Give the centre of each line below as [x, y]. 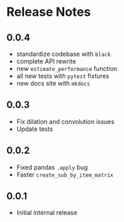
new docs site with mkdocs [53, 83]
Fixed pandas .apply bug [52, 167]
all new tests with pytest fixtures [63, 76]
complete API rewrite [46, 61]
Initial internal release [46, 213]
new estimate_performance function [67, 69]
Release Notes [49, 12]
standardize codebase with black [63, 54]
